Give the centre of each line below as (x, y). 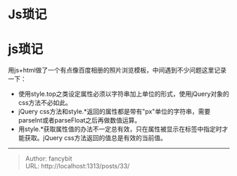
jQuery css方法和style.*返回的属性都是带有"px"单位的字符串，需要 (114, 112)
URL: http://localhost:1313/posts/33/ (77, 166)
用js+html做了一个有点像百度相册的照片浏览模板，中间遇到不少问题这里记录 (117, 70)
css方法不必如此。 (45, 103)
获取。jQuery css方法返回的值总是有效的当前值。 (96, 138)
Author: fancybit (49, 158)
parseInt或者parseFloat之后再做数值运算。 (79, 120)
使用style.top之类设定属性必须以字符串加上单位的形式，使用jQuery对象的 (123, 94)
